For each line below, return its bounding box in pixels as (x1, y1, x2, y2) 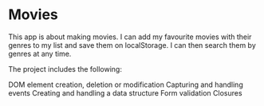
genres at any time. (8, 49, 72, 58)
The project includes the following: (8, 64, 122, 73)
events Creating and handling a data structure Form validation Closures (8, 88, 242, 97)
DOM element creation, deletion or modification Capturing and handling (8, 80, 243, 89)
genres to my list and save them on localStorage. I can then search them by (8, 40, 257, 49)
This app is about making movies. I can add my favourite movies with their (8, 32, 252, 41)
